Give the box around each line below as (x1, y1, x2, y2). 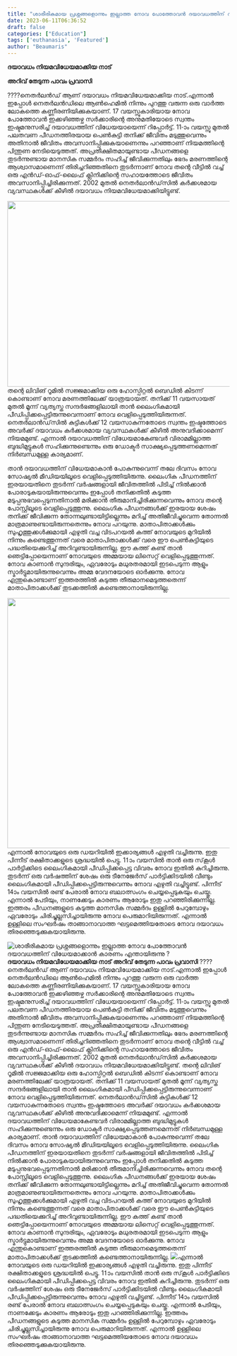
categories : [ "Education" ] (7, 30, 87, 37)
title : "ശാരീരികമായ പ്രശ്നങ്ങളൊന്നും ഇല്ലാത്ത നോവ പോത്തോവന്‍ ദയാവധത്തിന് (7, 10, 224, 18)
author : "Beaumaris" (7, 43, 68, 50)
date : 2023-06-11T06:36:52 (7, 17, 87, 24)
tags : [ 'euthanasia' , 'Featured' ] (7, 37, 109, 44)
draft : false (7, 23, 46, 30)
